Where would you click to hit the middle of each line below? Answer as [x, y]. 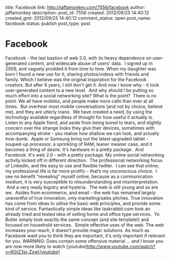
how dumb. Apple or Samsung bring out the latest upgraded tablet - [77, 138]
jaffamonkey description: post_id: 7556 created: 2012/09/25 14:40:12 [77, 13]
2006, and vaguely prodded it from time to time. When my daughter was [81, 68]
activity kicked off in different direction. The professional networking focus [84, 160]
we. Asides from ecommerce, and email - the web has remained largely [80, 193]
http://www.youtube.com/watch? [121, 246]
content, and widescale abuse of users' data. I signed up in [90, 63]
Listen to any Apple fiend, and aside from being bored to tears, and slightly [83, 122]
